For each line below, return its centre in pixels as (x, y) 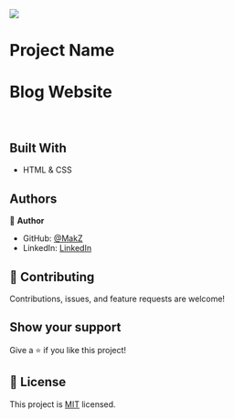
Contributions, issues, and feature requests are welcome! (117, 299)
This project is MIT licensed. (63, 404)
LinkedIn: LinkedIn (57, 248)
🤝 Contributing (52, 277)
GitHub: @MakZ (53, 238)
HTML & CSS (47, 170)
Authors (33, 199)
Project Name (62, 51)
